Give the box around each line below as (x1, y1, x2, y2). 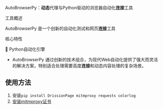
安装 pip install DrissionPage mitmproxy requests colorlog (12, 92, 136, 98)
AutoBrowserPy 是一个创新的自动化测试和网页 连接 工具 (5, 25, 116, 31)
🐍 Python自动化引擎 (5, 46, 45, 52)
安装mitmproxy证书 (12, 98, 52, 104)
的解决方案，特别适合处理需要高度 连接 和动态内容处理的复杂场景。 (12, 63, 146, 68)
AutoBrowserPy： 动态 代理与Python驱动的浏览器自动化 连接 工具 (5, 5, 133, 10)
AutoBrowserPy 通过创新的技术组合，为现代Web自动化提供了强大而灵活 (12, 57, 158, 63)
